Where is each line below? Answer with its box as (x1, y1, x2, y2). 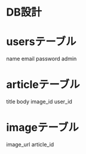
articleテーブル (6, 78, 81, 91)
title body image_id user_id (6, 98, 73, 105)
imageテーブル (6, 121, 79, 134)
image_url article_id (6, 141, 54, 148)
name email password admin (6, 55, 77, 63)
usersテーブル (6, 35, 76, 48)
